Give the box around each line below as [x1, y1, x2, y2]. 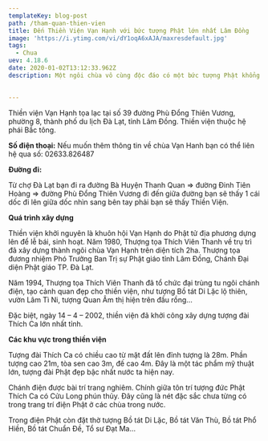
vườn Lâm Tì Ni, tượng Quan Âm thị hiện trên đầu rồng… [8, 294, 193, 305]
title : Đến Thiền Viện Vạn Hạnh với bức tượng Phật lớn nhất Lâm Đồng [8, 26, 250, 34]
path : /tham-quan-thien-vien [8, 19, 106, 27]
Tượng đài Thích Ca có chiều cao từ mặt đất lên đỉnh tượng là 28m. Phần [8, 350, 248, 359]
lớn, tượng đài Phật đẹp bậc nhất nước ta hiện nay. [8, 366, 175, 377]
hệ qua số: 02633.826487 [8, 149, 95, 159]
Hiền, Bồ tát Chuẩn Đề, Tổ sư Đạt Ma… [8, 423, 136, 433]
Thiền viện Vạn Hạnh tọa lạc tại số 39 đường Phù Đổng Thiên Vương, [8, 107, 236, 117]
